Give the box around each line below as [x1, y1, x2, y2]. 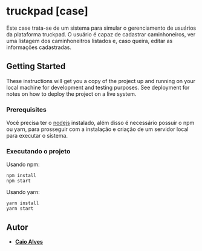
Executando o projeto [6, 147, 71, 155]
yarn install [6, 200, 39, 207]
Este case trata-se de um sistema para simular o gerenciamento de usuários [6, 24, 197, 32]
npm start [6, 178, 31, 184]
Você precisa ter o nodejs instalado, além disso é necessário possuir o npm [6, 119, 195, 127]
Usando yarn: [6, 189, 41, 196]
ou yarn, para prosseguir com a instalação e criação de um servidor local [6, 125, 189, 133]
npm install [6, 173, 36, 179]
